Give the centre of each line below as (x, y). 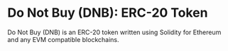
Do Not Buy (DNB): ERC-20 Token (108, 13)
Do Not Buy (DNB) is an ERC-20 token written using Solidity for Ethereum (114, 32)
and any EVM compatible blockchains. (63, 39)
